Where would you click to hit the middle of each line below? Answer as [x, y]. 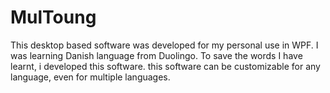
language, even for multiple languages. [90, 77]
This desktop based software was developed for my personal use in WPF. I [164, 45]
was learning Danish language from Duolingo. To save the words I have [156, 55]
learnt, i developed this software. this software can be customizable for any [165, 66]
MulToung [53, 17]
